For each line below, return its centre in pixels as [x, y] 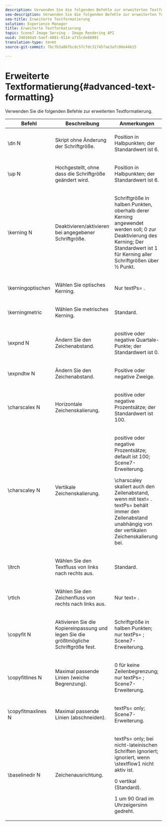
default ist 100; [132, 456]
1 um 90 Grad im [134, 799]
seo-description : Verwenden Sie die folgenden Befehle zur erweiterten [81, 14]
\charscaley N [24, 490]
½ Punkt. [125, 267]
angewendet [129, 223]
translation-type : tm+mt [31, 42]
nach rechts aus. [74, 573]
